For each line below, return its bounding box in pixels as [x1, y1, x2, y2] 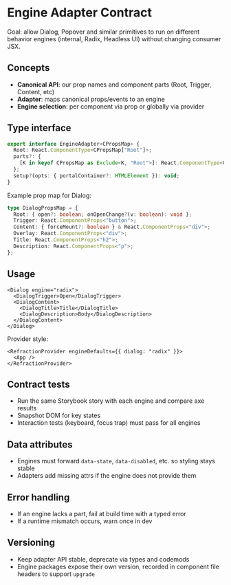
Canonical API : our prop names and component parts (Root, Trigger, [16, 80, 212, 89]
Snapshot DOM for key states [16, 411, 101, 420]
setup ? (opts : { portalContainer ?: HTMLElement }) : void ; [13, 172, 180, 179]
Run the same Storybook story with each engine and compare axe [16, 397, 205, 405]
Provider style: [7, 335, 49, 343]
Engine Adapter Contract [7, 5, 153, 21]
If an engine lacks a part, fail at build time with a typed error [16, 509, 187, 518]
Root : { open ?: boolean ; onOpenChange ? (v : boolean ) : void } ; [13, 211, 192, 218]
